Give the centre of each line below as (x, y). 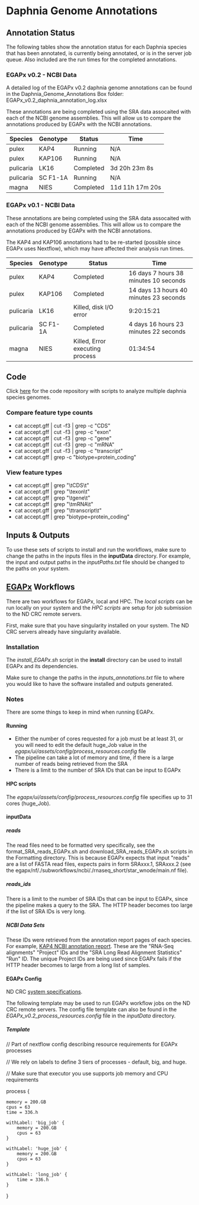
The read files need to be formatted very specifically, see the (81, 845)
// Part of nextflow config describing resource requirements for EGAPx (92, 1044)
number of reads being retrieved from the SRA (71, 764)
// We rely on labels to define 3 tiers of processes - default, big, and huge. (97, 1062)
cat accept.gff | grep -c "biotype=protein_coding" (76, 457)
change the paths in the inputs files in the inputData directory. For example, (99, 556)
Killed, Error (90, 341)
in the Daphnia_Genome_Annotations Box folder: (65, 94)
